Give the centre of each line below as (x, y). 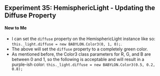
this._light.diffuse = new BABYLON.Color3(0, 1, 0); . (67, 44)
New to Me (16, 28)
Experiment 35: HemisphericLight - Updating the (80, 8)
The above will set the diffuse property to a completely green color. (80, 49)
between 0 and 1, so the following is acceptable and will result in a (78, 59)
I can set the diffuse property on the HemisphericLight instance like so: (83, 39)
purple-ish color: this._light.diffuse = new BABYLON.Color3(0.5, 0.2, (83, 64)
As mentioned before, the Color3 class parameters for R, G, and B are (81, 54)
